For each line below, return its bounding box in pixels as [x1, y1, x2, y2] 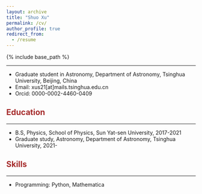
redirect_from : [6, 31, 44, 37]
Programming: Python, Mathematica [14, 181, 105, 188]
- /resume [11, 37, 36, 43]
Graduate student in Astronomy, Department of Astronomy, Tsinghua [14, 70, 185, 78]
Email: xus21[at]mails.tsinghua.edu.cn [14, 84, 109, 90]
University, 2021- [14, 142, 58, 149]
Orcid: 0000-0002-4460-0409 [14, 90, 93, 97]
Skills [6, 159, 27, 169]
